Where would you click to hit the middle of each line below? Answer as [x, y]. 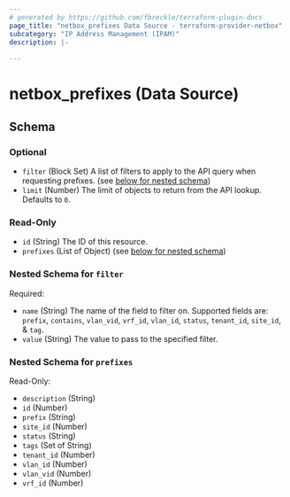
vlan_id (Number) [55, 464]
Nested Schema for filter [66, 274]
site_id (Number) [55, 426]
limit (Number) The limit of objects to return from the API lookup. [142, 190]
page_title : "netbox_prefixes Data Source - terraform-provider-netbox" [146, 26]
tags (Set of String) [57, 445]
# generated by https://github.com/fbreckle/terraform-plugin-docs [136, 17]
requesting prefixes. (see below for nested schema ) [116, 181]
